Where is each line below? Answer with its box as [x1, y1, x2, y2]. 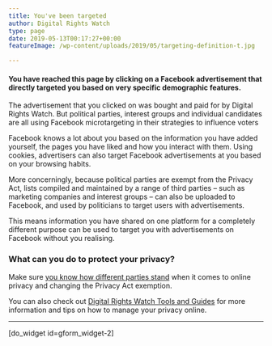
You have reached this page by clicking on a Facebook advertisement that [8, 74, 262, 83]
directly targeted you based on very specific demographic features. [8, 82, 241, 92]
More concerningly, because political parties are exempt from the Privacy [8, 175, 253, 184]
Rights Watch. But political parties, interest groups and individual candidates [8, 109, 263, 119]
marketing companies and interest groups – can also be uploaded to [8, 192, 236, 202]
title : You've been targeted [8, 11, 107, 20]
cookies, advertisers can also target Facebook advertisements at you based [8, 150, 261, 160]
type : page [8, 27, 45, 35]
